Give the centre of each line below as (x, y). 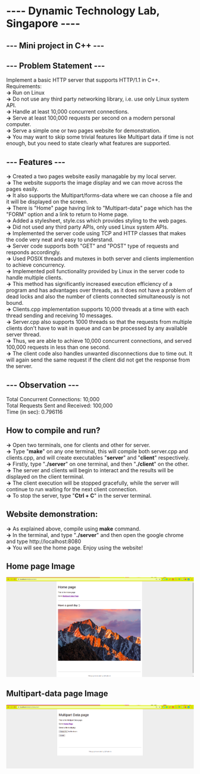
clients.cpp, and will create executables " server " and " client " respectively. (98, 457)
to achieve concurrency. (36, 265)
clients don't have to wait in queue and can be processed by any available (97, 328)
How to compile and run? (53, 431)
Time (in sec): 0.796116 (35, 412)
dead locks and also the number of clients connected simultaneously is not (98, 297)
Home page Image (41, 567)
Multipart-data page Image (57, 694)
